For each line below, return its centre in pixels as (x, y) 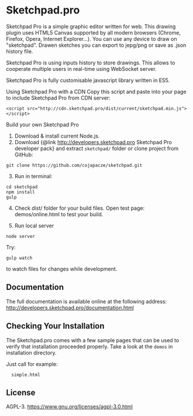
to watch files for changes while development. (62, 269)
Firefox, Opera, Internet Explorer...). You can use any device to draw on (92, 39)
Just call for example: (32, 364)
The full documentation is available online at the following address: (87, 301)
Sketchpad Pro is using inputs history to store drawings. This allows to (91, 63)
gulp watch (19, 258)
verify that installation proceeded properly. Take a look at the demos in (89, 346)
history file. (20, 51)
